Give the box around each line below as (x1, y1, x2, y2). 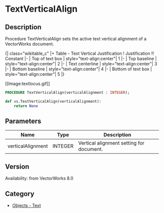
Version (5, 162, 29, 170)
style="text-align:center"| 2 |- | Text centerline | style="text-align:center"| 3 (5, 61, 158, 66)
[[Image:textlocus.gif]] (5, 81, 50, 86)
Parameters (5, 117, 41, 126)
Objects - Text (12, 203, 41, 209)
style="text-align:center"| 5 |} (5, 71, 65, 77)
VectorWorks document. (5, 41, 54, 47)
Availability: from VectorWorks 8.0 (5, 175, 74, 181)
